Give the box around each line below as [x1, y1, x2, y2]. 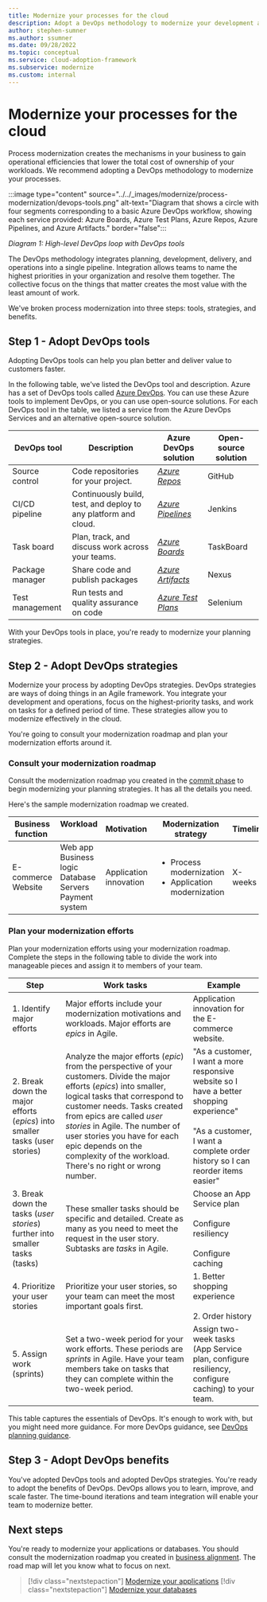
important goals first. [65, 1300, 143, 1311]
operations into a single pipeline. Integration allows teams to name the [8, 262, 238, 272]
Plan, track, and [72, 531, 130, 542]
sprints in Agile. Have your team [65, 1353, 184, 1364]
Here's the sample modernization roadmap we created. [8, 799, 189, 809]
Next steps [8, 1522, 64, 1537]
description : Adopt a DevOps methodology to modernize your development [8, 19, 254, 27]
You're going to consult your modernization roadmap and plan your [8, 729, 228, 739]
